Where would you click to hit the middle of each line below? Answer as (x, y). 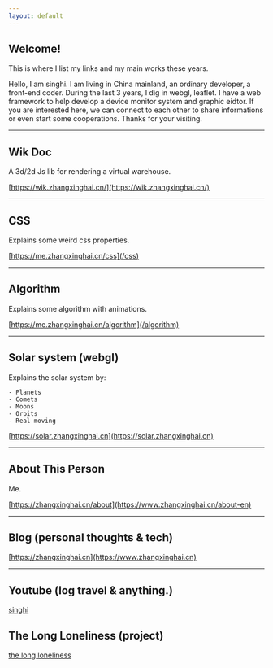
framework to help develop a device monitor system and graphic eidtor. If (131, 102)
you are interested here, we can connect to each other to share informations (136, 110)
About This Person (57, 469)
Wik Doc (30, 152)
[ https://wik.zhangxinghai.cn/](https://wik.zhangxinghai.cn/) (109, 187)
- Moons (22, 406)
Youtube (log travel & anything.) (91, 590)
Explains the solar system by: (57, 377)
